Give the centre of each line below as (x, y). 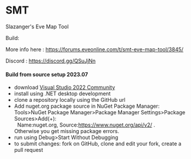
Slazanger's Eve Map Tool (37, 26)
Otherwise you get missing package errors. (66, 131)
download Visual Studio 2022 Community (65, 87)
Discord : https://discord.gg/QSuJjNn (51, 61)
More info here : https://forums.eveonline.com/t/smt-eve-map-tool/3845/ (95, 49)
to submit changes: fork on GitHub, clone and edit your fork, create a (98, 144)
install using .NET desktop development (62, 94)
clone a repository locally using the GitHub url (70, 100)
